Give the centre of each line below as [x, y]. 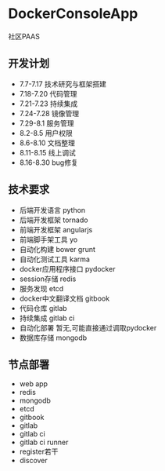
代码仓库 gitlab [43, 308]
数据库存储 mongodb [53, 338]
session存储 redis [48, 279]
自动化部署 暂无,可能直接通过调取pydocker [88, 327]
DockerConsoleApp [73, 14]
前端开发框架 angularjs [56, 229]
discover [34, 461]
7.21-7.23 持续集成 [48, 104]
